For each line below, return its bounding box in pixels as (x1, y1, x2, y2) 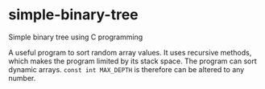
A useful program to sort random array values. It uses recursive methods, (8, 47, 252, 57)
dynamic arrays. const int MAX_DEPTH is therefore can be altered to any (8, 64, 245, 74)
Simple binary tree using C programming (8, 32, 143, 42)
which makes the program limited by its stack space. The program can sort (8, 56, 258, 66)
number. (8, 73, 36, 83)
